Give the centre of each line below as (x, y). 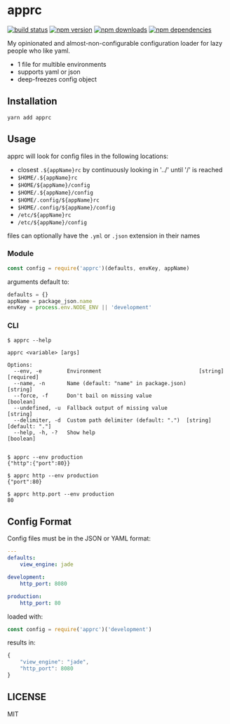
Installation (32, 102)
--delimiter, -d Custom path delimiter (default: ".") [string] (113, 420)
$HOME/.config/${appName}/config (66, 207)
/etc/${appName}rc (44, 215)
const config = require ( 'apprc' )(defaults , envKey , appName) (99, 268)
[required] (23, 377)
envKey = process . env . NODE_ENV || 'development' (80, 308)
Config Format (40, 522)
